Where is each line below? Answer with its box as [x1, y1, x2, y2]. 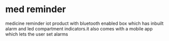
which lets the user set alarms [5, 31, 68, 37]
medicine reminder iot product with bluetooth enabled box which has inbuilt [5, 20, 164, 26]
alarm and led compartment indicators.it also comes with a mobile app [5, 25, 153, 31]
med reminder [5, 4, 66, 15]
